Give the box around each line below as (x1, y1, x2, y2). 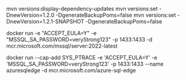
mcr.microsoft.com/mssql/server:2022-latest (6, 42, 118, 49)
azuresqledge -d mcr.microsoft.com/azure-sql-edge (6, 67, 137, 74)
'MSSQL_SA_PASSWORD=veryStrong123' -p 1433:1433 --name (6, 60, 164, 67)
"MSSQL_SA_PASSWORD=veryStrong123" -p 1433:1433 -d (6, 36, 152, 43)
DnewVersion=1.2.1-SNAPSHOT (6, 18, 84, 25)
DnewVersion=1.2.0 (6, 11, 55, 19)
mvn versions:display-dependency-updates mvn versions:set (6, 5, 158, 12)
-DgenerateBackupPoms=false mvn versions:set (55, 11, 176, 19)
